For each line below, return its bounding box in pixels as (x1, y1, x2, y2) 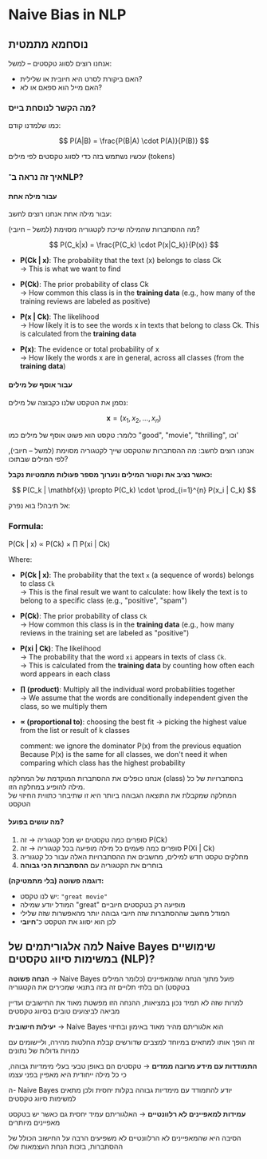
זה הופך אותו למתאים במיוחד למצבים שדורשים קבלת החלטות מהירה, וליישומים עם (8, 1037, 255, 1046)
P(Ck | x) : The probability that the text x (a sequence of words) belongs (19, 570, 255, 579)
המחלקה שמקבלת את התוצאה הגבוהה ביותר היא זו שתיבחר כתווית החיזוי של (8, 790, 237, 800)
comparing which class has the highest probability (19, 758, 186, 767)
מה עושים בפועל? (8, 817, 65, 826)
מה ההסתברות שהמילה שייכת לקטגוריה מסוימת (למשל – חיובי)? (8, 225, 201, 234)
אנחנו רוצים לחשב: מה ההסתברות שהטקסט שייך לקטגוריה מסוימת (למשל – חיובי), (8, 446, 254, 456)
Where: (8, 554, 33, 564)
